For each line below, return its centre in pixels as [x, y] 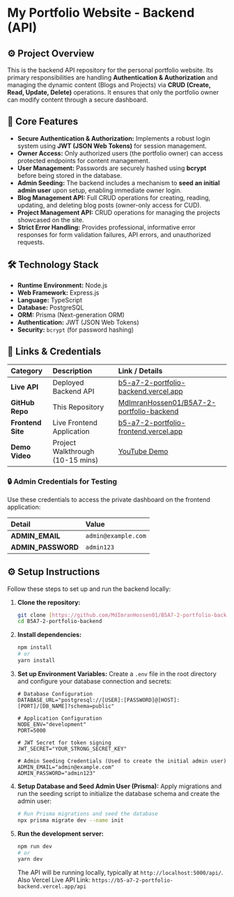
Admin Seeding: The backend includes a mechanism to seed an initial [119, 183]
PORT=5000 [32, 730]
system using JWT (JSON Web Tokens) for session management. [112, 146]
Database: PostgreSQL [50, 307]
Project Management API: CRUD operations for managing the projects [119, 212]
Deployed [68, 383]
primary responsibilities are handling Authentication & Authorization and [112, 77]
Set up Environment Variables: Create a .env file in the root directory [117, 673]
